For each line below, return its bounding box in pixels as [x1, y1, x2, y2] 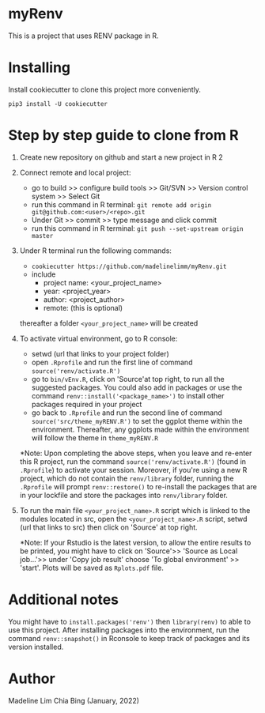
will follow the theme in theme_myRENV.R [31, 432, 158, 443]
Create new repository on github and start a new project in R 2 [19, 152, 223, 162]
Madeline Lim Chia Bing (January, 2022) [8, 696, 140, 705]
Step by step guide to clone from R [8, 126, 239, 145]
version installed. [8, 642, 64, 651]
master [31, 232, 54, 240]
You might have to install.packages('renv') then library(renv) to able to [8, 617, 252, 626]
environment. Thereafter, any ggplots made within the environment [31, 424, 249, 434]
